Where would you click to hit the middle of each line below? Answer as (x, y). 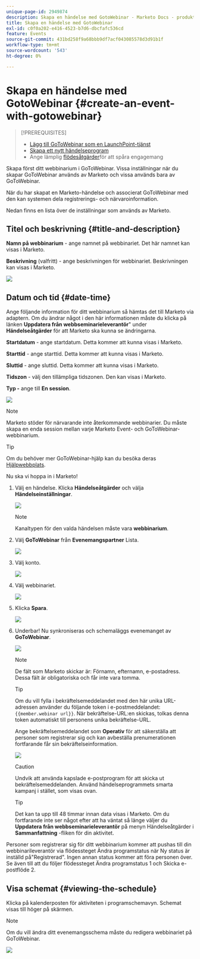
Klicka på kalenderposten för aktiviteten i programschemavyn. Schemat (94, 903)
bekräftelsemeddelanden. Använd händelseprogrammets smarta (94, 784)
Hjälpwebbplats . (26, 465)
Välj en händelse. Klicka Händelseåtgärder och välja (79, 488)
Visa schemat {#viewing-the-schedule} (82, 888)
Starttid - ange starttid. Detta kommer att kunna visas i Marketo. (85, 354)
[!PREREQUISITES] (43, 132)
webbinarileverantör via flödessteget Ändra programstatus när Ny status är (98, 851)
